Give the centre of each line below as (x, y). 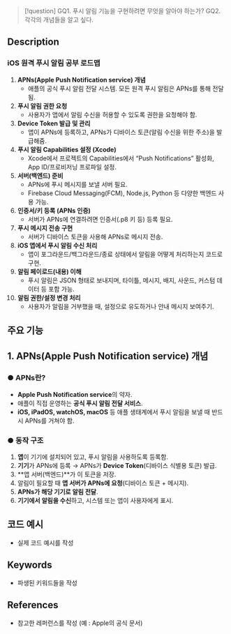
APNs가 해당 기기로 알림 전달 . (58, 492)
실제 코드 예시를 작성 (45, 543)
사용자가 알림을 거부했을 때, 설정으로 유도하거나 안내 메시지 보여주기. (121, 306)
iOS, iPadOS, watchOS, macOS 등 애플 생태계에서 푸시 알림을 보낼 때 (114, 412)
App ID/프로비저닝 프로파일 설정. (72, 167)
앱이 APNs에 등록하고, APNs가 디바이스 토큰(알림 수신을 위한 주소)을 (121, 132)
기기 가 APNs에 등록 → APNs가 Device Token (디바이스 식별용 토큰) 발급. (117, 466)
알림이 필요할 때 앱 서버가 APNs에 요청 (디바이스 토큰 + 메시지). (103, 483)
